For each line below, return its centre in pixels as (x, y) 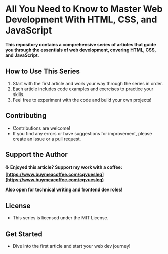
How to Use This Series (43, 71)
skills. (18, 94)
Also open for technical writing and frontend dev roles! (64, 190)
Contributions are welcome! (41, 128)
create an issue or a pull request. (47, 139)
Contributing (26, 116)
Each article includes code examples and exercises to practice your (83, 89)
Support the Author (37, 155)
